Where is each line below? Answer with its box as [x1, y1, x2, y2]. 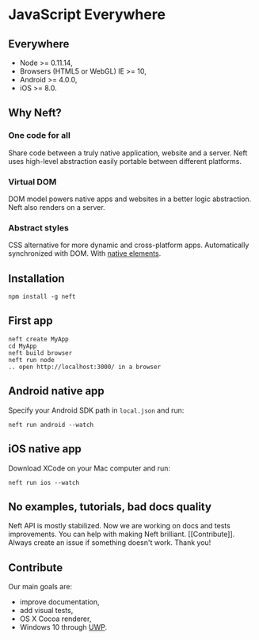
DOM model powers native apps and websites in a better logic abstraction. [8, 194, 252, 204]
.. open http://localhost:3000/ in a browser [8, 363, 161, 371]
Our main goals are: [8, 582, 73, 592]
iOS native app [8, 442, 82, 456]
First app [8, 314, 53, 328]
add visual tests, [19, 606, 74, 615]
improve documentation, [19, 597, 100, 607]
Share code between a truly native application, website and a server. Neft [8, 148, 248, 158]
